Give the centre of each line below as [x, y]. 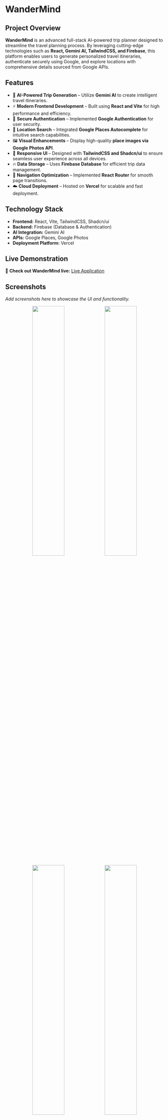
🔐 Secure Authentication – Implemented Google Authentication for [83, 119]
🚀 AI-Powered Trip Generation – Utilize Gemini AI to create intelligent [85, 95]
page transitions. [30, 180]
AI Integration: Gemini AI [38, 232]
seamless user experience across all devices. [60, 158]
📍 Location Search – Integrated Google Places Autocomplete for [80, 129]
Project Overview [33, 28]
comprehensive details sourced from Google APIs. [57, 67]
